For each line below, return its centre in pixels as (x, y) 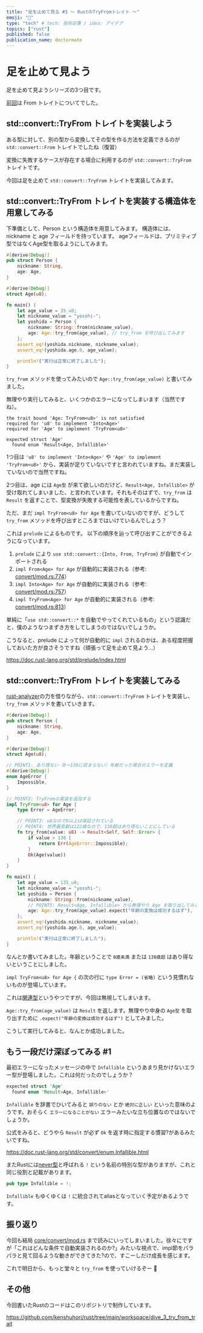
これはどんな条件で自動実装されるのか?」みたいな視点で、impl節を (100, 1248)
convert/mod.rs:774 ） (42, 577)
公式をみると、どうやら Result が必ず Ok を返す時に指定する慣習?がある (95, 1132)
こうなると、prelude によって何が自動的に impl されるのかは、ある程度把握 (100, 640)
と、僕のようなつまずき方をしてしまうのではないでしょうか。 (83, 627)
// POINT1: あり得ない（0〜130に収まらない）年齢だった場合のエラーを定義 (90, 765)
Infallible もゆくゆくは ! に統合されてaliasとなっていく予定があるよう (95, 1196)
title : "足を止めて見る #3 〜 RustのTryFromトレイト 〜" (73, 12)
